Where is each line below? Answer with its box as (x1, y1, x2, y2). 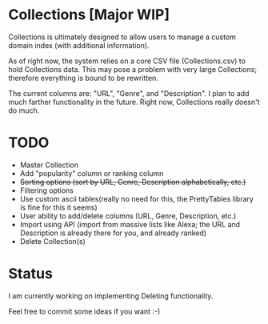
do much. (8, 106, 40, 115)
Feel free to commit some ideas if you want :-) (8, 306, 161, 316)
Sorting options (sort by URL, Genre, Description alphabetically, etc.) (19, 177, 246, 186)
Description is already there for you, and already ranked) (19, 228, 206, 238)
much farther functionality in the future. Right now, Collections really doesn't (8, 97, 260, 106)
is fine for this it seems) (19, 202, 98, 212)
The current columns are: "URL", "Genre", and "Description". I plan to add (8, 88, 250, 98)
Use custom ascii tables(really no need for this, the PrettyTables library (19, 194, 254, 203)
